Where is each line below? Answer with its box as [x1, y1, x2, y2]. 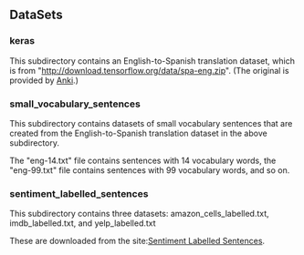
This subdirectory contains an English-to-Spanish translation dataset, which [9, 55, 295, 66]
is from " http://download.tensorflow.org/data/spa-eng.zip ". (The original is [9, 65, 289, 76]
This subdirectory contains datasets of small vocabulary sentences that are [9, 117, 293, 128]
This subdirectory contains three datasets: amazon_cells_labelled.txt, [9, 209, 269, 219]
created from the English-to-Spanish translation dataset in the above [9, 127, 267, 138]
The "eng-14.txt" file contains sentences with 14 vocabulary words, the [9, 155, 277, 166]
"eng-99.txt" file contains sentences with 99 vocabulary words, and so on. [9, 164, 290, 176]
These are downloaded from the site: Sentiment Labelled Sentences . [9, 236, 266, 247]
